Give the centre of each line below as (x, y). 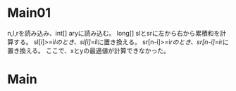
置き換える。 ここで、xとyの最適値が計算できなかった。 (89, 50)
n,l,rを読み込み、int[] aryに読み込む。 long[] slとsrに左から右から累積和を (114, 33)
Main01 (29, 13)
